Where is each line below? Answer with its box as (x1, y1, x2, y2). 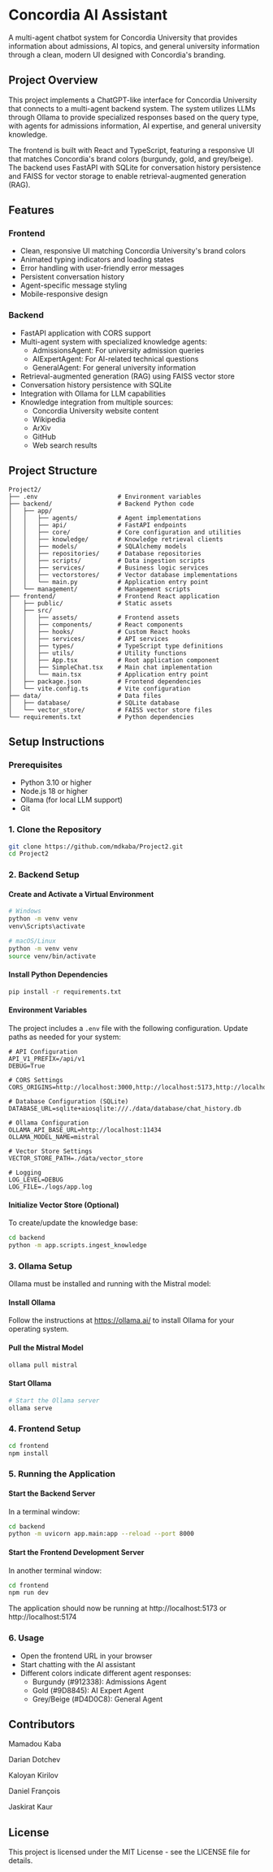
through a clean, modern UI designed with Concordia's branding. (8, 50, 226, 59)
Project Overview (8, 73, 98, 87)
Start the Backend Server (8, 1488, 96, 1498)
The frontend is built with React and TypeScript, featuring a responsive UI (8, 145, 254, 155)
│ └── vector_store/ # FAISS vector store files (8, 705, 213, 714)
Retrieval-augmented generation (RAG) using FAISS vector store (19, 371, 236, 381)
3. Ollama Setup (8, 1260, 73, 1272)
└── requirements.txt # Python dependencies (8, 713, 195, 721)
